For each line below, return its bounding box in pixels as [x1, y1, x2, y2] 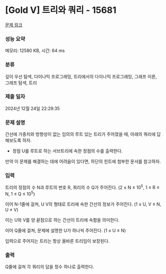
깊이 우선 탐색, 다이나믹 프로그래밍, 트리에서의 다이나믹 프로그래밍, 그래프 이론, [5, 73, 157, 79]
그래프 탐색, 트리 [5, 80, 37, 86]
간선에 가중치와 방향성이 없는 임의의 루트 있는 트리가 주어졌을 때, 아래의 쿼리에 [5, 131, 156, 137]
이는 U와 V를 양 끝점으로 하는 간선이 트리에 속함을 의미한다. [5, 217, 120, 223]
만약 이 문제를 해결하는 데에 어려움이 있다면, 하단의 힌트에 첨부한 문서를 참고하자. [5, 159, 161, 164]
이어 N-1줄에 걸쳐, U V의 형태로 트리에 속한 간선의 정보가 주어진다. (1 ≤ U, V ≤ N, [5, 201, 162, 207]
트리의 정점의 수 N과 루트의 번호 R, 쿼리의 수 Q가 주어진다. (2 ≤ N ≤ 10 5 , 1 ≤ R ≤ [5, 184, 160, 191]
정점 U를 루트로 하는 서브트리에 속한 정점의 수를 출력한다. [12, 148, 123, 154]
